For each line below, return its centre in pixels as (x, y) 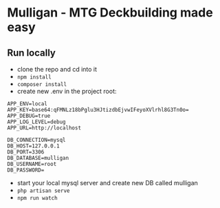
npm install (34, 77)
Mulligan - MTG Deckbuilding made (110, 13)
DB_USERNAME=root (32, 164)
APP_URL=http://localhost (44, 128)
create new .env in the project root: (67, 91)
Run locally (32, 53)
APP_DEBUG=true (29, 116)
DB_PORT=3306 (26, 152)
